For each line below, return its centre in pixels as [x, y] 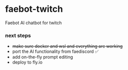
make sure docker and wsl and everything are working [67, 46]
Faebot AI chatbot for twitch [33, 23]
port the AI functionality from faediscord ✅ [55, 52]
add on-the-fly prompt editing [43, 57]
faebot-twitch [34, 9]
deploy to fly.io [27, 62]
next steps [18, 35]
